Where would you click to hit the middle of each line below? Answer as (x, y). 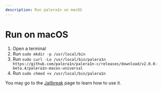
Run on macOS (37, 34)
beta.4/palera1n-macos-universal (48, 68)
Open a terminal (29, 48)
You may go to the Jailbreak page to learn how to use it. (63, 82)
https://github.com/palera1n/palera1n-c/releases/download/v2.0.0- (85, 64)
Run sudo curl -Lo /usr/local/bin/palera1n (59, 59)
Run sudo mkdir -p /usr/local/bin (49, 53)
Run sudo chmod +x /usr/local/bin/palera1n (59, 73)
